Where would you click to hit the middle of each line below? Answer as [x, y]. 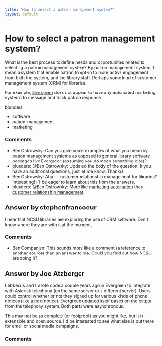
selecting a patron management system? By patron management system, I [80, 68]
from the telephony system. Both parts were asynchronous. [65, 306]
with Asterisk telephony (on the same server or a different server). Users [78, 290]
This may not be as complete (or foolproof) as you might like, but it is [74, 316]
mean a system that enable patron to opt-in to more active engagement [77, 73]
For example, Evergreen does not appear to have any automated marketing [80, 92]
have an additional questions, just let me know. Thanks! [68, 171]
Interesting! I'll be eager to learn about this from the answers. [73, 182]
